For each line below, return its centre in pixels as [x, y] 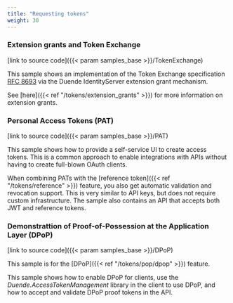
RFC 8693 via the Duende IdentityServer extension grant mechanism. [108, 81]
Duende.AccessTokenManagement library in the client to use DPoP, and [111, 285]
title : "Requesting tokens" [48, 14]
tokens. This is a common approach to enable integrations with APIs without [117, 157]
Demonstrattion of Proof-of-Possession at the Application [108, 226]
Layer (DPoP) [30, 235]
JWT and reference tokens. [47, 208]
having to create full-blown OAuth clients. [67, 165]
